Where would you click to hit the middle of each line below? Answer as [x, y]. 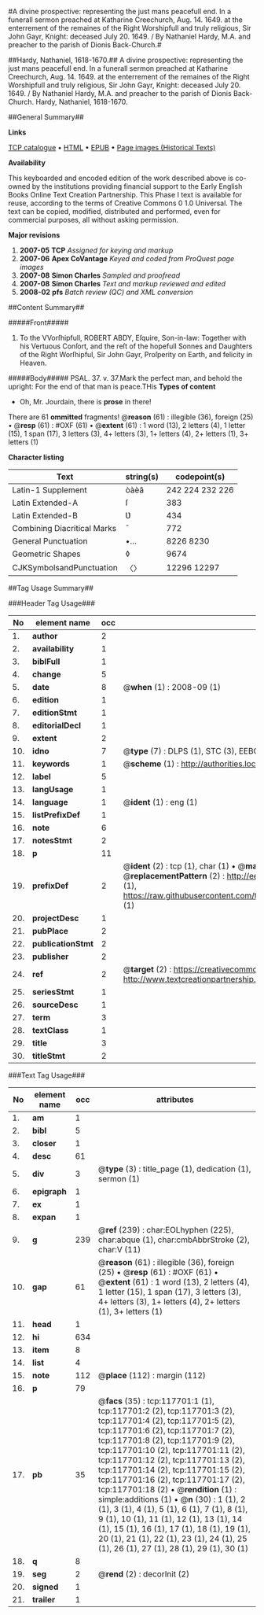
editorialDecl [57, 725]
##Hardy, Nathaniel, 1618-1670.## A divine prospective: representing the [126, 60]
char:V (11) [119, 1250]
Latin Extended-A [45, 503]
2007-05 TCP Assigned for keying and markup [96, 250]
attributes [175, 1099]
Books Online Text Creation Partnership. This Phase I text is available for [125, 195]
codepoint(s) [200, 477]
